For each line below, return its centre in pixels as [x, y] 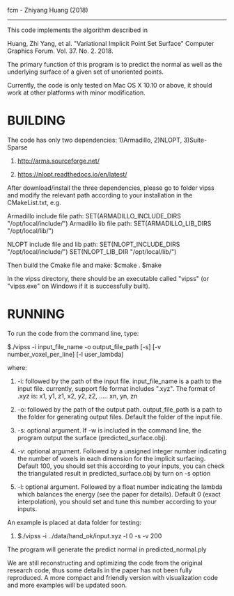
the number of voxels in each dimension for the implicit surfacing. [111, 458]
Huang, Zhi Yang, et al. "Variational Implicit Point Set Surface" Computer [111, 43]
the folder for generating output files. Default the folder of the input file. [120, 417]
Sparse [17, 147]
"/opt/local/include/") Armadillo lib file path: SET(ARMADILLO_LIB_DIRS [109, 223]
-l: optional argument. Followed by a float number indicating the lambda [120, 487]
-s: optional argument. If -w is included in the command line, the [109, 430]
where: [17, 367]
